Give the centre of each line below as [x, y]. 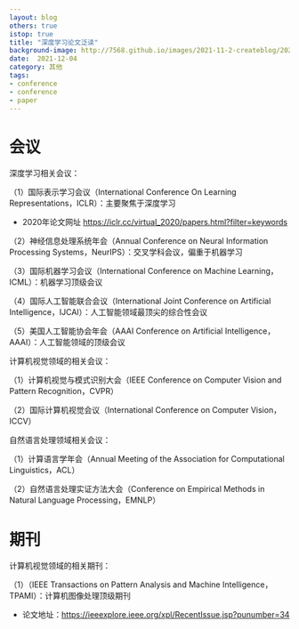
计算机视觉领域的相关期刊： [60, 566]
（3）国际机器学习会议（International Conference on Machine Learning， [144, 271]
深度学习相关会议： [44, 173]
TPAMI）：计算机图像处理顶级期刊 [70, 596]
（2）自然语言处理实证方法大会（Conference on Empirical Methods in [137, 489]
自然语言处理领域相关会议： [60, 440]
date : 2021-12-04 [43, 59]
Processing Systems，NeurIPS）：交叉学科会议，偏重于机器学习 [126, 252]
